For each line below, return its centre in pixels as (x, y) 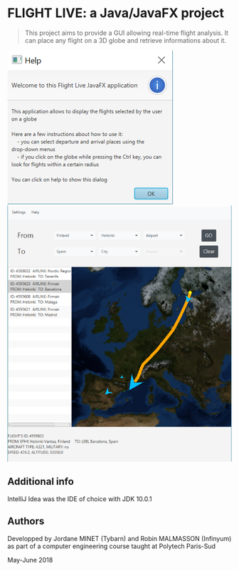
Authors (26, 521)
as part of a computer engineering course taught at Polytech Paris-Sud (111, 546)
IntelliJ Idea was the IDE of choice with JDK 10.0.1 (80, 499)
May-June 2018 (30, 560)
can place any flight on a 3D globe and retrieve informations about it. (125, 40)
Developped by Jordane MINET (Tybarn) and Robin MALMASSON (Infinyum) (119, 538)
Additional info (41, 482)
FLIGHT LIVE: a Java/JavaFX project (116, 13)
